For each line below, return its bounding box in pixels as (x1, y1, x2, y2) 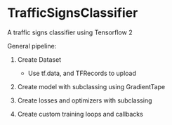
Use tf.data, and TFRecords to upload (27, 69, 137, 77)
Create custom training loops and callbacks (17, 110, 144, 118)
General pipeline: (7, 41, 57, 50)
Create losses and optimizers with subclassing (17, 96, 152, 105)
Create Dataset (17, 55, 62, 64)
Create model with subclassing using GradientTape (17, 82, 166, 91)
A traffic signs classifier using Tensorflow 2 (7, 28, 133, 37)
